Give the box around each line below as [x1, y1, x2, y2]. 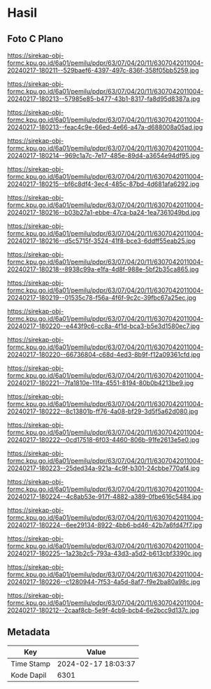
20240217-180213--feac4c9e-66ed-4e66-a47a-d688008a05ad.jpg [7, 123, 203, 131]
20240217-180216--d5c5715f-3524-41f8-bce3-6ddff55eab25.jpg [7, 236, 196, 245]
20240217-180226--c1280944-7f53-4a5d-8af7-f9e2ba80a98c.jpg [7, 578, 201, 585]
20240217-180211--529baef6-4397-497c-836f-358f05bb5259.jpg [7, 66, 199, 74]
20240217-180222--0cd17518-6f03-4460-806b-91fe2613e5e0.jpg [7, 436, 200, 443]
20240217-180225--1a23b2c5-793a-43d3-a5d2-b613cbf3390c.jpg [7, 549, 203, 557]
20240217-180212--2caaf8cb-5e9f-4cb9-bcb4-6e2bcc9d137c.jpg [7, 606, 199, 614]
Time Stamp [10, 659, 51, 669]
